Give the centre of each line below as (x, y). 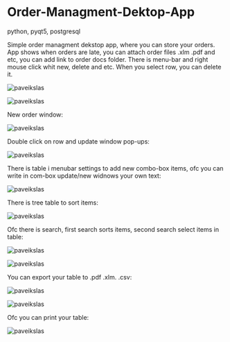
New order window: (35, 114)
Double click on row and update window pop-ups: (79, 141)
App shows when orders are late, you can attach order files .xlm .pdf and (111, 52)
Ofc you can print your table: (48, 317)
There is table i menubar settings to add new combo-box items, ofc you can (115, 168)
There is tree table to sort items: (53, 203)
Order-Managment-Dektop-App (101, 12)
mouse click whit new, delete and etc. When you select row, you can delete (114, 67)
